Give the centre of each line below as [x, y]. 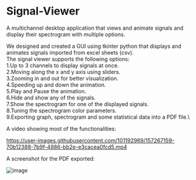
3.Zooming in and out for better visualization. [63, 78]
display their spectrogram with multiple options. [66, 34]
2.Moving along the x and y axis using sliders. [63, 72]
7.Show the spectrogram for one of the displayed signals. [78, 104]
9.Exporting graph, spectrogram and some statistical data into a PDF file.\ [98, 117]
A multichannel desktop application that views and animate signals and [95, 28]
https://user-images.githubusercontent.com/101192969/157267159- [90, 140]
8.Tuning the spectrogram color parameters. [62, 110]
